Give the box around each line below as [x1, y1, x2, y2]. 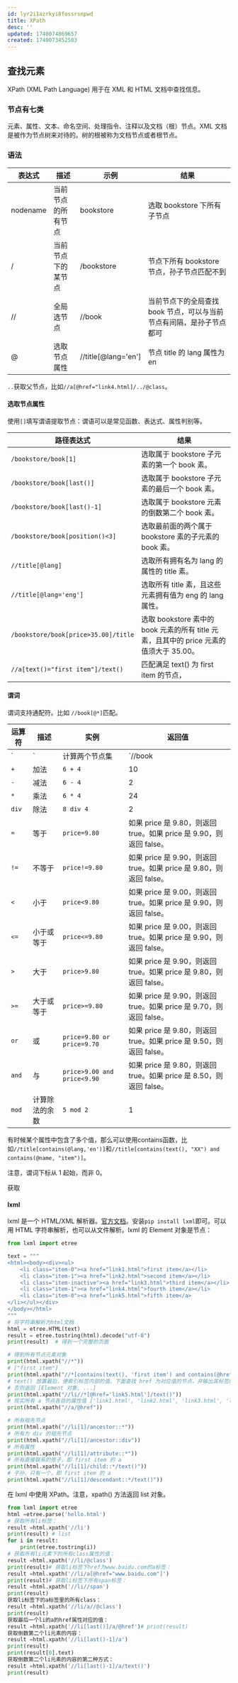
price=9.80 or [62, 1033, 110, 1041]
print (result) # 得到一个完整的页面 [7, 1339, 109, 1346]
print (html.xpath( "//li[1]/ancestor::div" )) [7, 1437, 141, 1444]
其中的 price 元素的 [162, 635, 227, 645]
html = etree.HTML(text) [7, 1325, 81, 1332]
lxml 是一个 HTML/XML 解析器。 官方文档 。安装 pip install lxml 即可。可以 [7, 1217, 227, 1225]
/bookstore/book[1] [11, 455, 76, 463]
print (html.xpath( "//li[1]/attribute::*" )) [7, 1449, 138, 1457]
